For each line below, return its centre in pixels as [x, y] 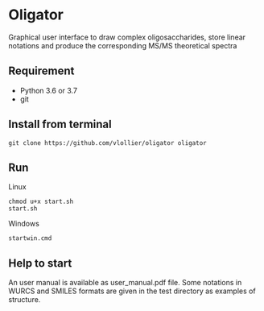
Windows [24, 224]
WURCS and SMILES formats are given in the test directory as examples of [132, 291]
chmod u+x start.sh [41, 202]
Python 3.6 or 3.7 [49, 90]
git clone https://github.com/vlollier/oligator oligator [107, 143]
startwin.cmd [30, 238]
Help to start [40, 263]
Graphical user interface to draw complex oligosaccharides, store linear [127, 37]
